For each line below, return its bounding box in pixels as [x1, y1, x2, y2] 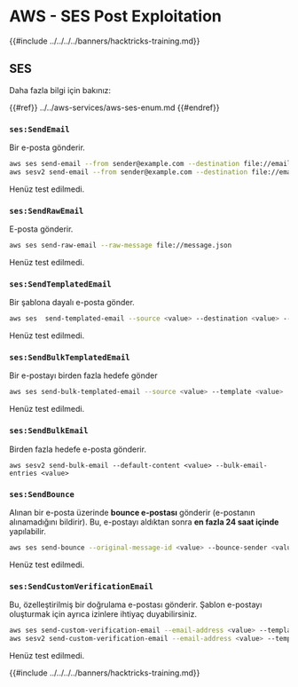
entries [9, 469, 38, 478]
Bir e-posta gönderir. [9, 142, 86, 153]
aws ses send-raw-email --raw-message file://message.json [9, 241, 232, 250]
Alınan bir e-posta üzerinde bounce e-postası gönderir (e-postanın [9, 507, 255, 517]
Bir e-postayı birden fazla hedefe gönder [9, 370, 158, 381]
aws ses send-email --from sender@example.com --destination [9, 160, 240, 169]
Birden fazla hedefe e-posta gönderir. [9, 444, 146, 454]
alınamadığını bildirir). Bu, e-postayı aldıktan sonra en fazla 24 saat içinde [9, 517, 279, 527]
